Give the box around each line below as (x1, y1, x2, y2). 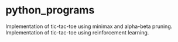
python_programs (5, 3, 95, 17)
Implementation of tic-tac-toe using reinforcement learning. (5, 29, 149, 36)
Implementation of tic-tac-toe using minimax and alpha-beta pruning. (5, 23, 173, 30)
